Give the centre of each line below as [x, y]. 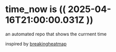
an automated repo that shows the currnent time [56, 34]
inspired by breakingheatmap [36, 43]
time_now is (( [36, 9]
